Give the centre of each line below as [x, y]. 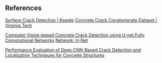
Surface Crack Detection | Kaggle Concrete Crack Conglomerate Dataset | [81, 20]
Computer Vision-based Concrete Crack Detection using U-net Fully [75, 35]
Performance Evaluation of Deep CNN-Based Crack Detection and [73, 50]
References [23, 8]
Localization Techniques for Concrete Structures [55, 55]
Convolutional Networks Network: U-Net [47, 40]
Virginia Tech [19, 25]
